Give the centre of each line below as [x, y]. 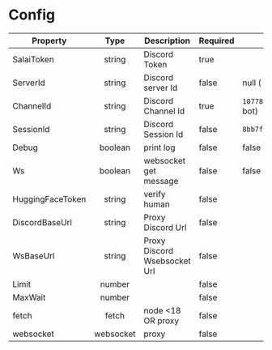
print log [159, 147]
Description [168, 41]
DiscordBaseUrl [42, 222]
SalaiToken [33, 59]
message [161, 181]
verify [155, 194]
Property [49, 41]
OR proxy [161, 320]
